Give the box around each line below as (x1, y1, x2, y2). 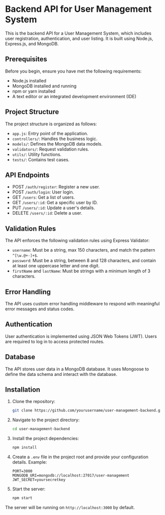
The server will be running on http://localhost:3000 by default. (5, 504, 135, 510)
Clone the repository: (12, 399, 56, 405)
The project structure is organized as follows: (5, 121, 97, 127)
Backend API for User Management (5, 3, 152, 15)
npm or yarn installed (12, 88, 56, 94)
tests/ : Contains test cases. (12, 156, 70, 162)
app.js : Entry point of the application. (12, 130, 89, 136)
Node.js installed (12, 77, 47, 83)
